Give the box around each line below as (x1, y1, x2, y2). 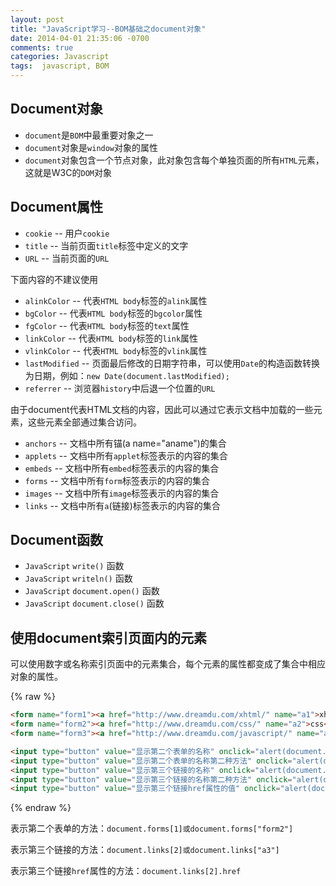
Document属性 (10, 199, 103, 216)
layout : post (10, 14, 65, 25)
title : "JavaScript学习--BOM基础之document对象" (10, 24, 207, 34)
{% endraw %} (10, 802, 72, 814)
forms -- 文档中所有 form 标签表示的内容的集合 (24, 474, 210, 486)
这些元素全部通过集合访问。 (27, 416, 142, 428)
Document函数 (10, 532, 103, 549)
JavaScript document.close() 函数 (24, 597, 165, 610)
